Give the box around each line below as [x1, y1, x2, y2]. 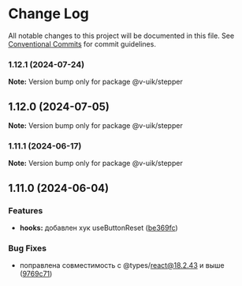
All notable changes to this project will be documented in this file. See [8, 31, 235, 40]
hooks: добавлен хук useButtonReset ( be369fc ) [19, 223, 179, 233]
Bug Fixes [8, 243, 47, 254]
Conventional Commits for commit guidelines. [8, 39, 156, 48]
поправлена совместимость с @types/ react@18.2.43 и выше [19, 261, 225, 270]
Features [8, 205, 43, 216]
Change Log [8, 5, 89, 23]
